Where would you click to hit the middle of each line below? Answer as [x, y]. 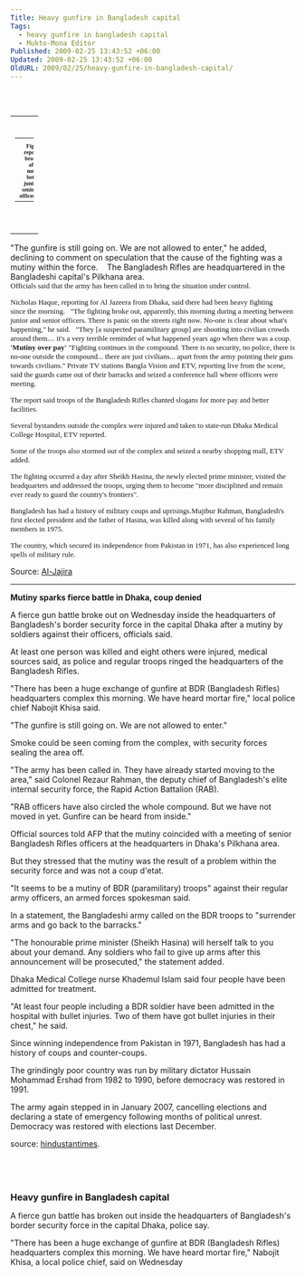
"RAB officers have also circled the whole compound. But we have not [141, 806]
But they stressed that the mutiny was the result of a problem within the [143, 861]
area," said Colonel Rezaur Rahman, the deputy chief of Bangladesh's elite [149, 779]
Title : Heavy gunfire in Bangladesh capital [95, 18]
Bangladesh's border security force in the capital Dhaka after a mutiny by [147, 624]
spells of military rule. [43, 554]
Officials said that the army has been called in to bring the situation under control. [131, 286]
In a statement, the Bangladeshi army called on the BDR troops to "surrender [153, 915]
